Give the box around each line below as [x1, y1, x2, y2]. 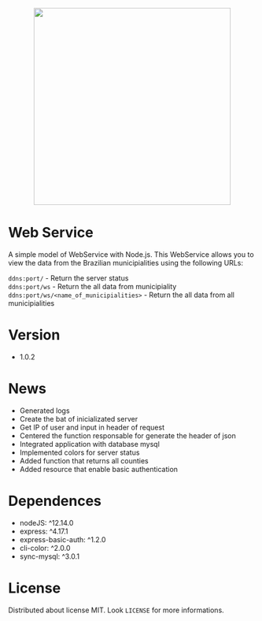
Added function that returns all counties [19, 456, 149, 465]
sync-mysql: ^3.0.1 [19, 552, 80, 561]
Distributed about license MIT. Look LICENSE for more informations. [8, 605, 224, 615]
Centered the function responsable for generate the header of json [19, 430, 236, 441]
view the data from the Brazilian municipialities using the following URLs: [8, 258, 244, 267]
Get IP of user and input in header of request [19, 422, 165, 432]
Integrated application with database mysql [19, 439, 160, 448]
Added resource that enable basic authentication [19, 464, 179, 474]
